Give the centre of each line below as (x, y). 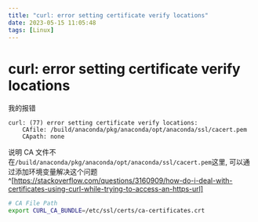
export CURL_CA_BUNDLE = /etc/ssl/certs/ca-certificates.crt (107, 211)
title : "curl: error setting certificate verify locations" (109, 15)
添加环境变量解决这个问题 (56, 172)
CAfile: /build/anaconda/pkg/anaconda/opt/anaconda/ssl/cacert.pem (134, 130)
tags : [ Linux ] (31, 30)
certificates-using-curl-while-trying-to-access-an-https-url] (106, 189)
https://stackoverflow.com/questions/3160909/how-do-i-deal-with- (123, 180)
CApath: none (44, 137)
